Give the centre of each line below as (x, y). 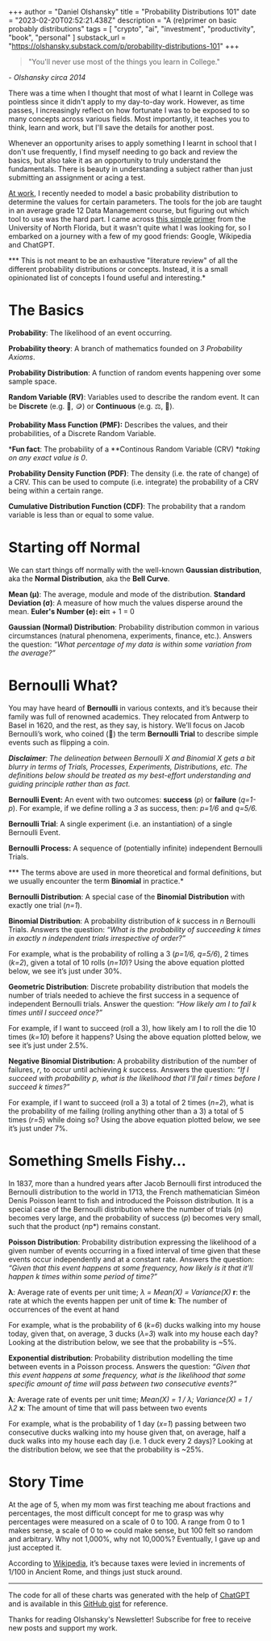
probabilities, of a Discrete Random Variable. (82, 433)
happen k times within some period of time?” (83, 1276)
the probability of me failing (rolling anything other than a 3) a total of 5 (126, 1111)
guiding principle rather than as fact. (69, 783)
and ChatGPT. (31, 245)
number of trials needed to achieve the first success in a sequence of (124, 995)
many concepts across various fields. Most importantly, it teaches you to (129, 119)
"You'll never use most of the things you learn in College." (124, 61)
